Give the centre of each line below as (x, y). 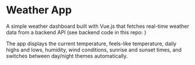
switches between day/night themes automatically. (67, 56)
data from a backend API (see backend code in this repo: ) (76, 32)
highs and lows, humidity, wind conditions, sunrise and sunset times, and (94, 49)
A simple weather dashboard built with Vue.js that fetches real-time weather (98, 26)
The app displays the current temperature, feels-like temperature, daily (91, 44)
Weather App (39, 10)
